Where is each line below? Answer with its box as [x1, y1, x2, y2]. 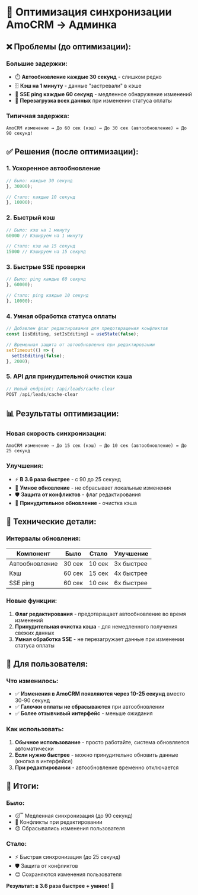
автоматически [14, 745, 55, 752]
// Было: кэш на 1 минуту [6, 227, 70, 233]
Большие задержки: [6, 59, 68, 68]
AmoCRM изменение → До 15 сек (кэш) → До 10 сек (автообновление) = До [6, 443, 187, 449]
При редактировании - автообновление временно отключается [14, 764, 179, 771]
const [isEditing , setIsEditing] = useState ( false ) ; [6, 331, 139, 337]
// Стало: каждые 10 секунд [6, 194, 76, 200]
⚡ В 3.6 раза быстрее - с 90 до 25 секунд [14, 475, 122, 483]
